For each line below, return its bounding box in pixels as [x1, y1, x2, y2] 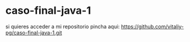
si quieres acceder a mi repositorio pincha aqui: [5, 23, 120, 30]
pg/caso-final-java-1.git [5, 29, 63, 36]
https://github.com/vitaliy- [121, 23, 184, 30]
